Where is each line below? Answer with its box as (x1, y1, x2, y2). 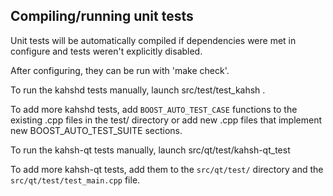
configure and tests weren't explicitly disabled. (10, 45, 203, 57)
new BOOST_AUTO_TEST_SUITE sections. (10, 124, 183, 136)
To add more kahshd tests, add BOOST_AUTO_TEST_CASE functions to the (10, 103, 298, 115)
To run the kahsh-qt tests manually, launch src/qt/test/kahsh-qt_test (10, 144, 291, 156)
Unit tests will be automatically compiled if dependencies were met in (10, 34, 297, 46)
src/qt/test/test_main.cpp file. (10, 174, 141, 186)
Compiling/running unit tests (10, 8, 194, 25)
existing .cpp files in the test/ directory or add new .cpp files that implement (10, 114, 322, 126)
